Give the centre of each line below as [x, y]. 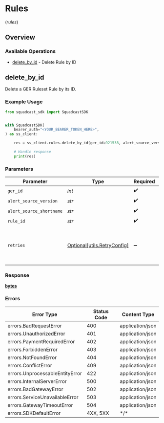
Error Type [45, 314]
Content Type [138, 314]
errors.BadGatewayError [35, 389]
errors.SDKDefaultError [34, 413]
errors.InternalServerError [37, 381]
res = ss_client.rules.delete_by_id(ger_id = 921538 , [67, 143]
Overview [20, 37]
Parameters [19, 169]
